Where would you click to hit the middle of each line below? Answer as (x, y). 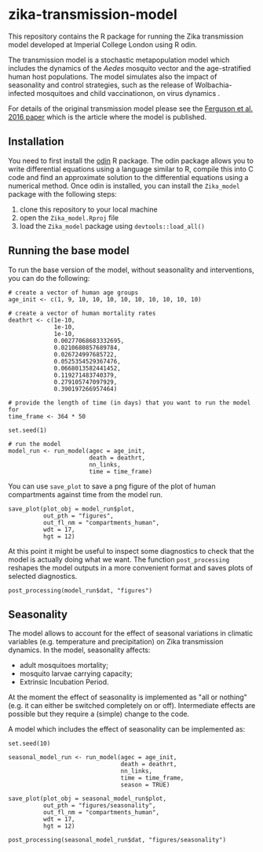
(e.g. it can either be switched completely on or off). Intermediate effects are (132, 706)
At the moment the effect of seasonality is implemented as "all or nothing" (128, 697)
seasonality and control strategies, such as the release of (101, 85)
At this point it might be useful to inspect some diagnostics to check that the (131, 551)
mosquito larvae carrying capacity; (76, 673)
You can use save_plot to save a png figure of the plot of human (112, 486)
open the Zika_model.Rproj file (69, 217)
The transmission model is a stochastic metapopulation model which (119, 60)
